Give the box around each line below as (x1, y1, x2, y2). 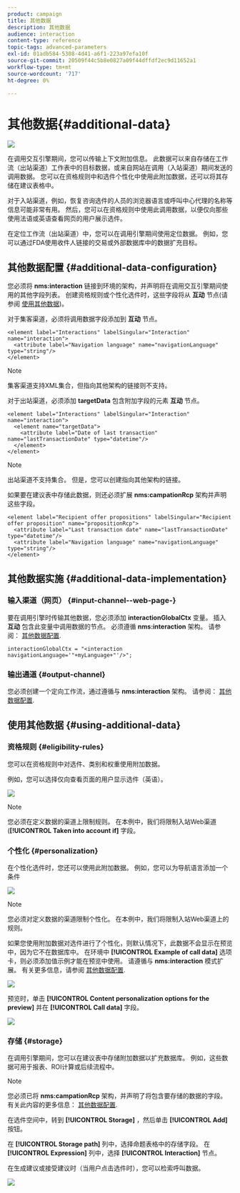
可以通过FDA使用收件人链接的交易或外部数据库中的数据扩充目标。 (7, 239, 201, 247)
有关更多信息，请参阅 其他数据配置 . (21, 966, 126, 974)
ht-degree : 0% (7, 76, 50, 84)
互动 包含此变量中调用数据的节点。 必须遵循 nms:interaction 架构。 (7, 622, 207, 631)
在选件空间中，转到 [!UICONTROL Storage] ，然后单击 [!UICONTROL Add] (7, 1116, 228, 1124)
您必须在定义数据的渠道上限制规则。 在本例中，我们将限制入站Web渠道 (7, 817, 216, 826)
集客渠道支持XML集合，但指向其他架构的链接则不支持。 (7, 381, 171, 390)
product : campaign (7, 10, 62, 18)
